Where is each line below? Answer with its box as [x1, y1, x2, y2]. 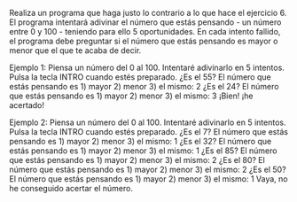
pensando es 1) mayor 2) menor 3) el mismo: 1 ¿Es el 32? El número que [9, 136, 272, 146]
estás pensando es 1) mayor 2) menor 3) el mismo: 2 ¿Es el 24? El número [9, 82, 279, 91]
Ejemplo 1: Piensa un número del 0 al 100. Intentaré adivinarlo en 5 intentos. [9, 62, 285, 73]
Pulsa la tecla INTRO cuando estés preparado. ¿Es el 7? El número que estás [9, 127, 288, 136]
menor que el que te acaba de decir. [9, 45, 142, 56]
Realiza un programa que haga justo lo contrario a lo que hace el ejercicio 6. [9, 8, 287, 18]
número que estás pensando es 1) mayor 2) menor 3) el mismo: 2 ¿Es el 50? [9, 164, 286, 175]
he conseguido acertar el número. [9, 183, 133, 193]
